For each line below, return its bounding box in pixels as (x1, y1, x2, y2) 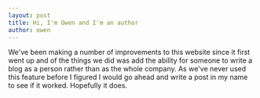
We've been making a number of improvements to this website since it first (8, 48, 251, 57)
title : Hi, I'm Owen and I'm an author (8, 19, 139, 27)
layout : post (8, 11, 51, 20)
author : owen (8, 26, 51, 34)
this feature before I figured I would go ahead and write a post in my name (8, 72, 248, 82)
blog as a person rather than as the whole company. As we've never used (8, 64, 247, 74)
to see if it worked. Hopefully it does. (8, 81, 128, 90)
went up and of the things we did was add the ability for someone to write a (8, 56, 253, 65)
